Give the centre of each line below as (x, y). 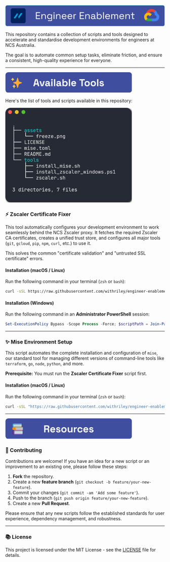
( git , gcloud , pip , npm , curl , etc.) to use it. (48, 243)
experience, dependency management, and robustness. (64, 518)
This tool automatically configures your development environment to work (82, 227)
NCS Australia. (20, 45)
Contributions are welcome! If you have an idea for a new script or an (77, 461)
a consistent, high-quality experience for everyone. (59, 60)
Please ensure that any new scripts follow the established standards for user (85, 513)
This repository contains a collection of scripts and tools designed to (77, 35)
